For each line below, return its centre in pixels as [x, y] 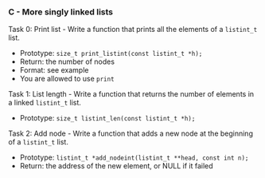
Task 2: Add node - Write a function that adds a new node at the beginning [131, 133]
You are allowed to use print [67, 79]
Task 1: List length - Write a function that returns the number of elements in [131, 94]
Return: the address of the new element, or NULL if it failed [116, 166]
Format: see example [54, 70]
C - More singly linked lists [61, 12]
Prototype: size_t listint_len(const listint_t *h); [107, 118]
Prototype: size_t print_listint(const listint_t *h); [111, 53]
